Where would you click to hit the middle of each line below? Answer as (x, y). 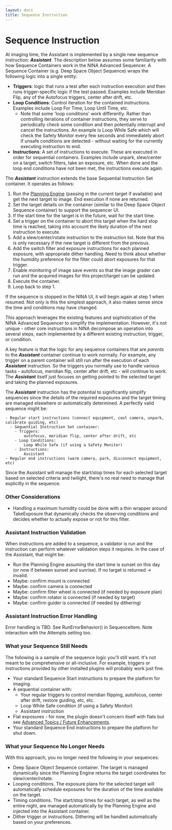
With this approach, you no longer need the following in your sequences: (82, 757)
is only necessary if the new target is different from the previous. (81, 243)
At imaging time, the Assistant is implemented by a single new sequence (82, 55)
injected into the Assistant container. (51, 811)
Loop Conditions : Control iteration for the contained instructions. (81, 103)
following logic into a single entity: (41, 76)
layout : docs (19, 10)
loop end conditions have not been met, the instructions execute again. (88, 168)
